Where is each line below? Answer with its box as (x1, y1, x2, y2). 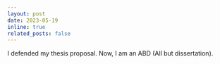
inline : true (7, 23, 46, 30)
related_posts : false (7, 30, 71, 37)
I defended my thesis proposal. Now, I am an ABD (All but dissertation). (7, 49, 214, 58)
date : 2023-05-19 (7, 17, 59, 24)
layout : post (7, 10, 46, 18)
